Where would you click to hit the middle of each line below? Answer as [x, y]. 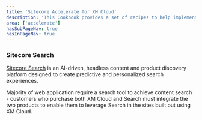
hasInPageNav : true [31, 34]
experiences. [23, 81]
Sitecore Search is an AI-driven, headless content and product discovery [96, 68]
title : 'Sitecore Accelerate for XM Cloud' [62, 12]
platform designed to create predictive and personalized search [85, 74]
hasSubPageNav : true [32, 28]
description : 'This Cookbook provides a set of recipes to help [88, 17]
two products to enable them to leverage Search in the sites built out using [99, 105]
